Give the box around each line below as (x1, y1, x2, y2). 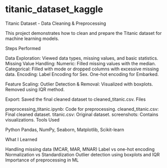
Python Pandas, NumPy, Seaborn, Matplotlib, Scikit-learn (5, 127, 124, 133)
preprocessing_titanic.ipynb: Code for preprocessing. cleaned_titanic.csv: (5, 106, 159, 112)
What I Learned (5, 136, 37, 142)
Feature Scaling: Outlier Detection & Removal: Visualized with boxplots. (5, 81, 153, 87)
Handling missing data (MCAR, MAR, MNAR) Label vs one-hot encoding (5, 146, 155, 152)
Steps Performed (5, 45, 41, 51)
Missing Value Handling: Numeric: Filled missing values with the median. (5, 60, 156, 66)
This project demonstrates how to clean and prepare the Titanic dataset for (5, 30, 162, 36)
